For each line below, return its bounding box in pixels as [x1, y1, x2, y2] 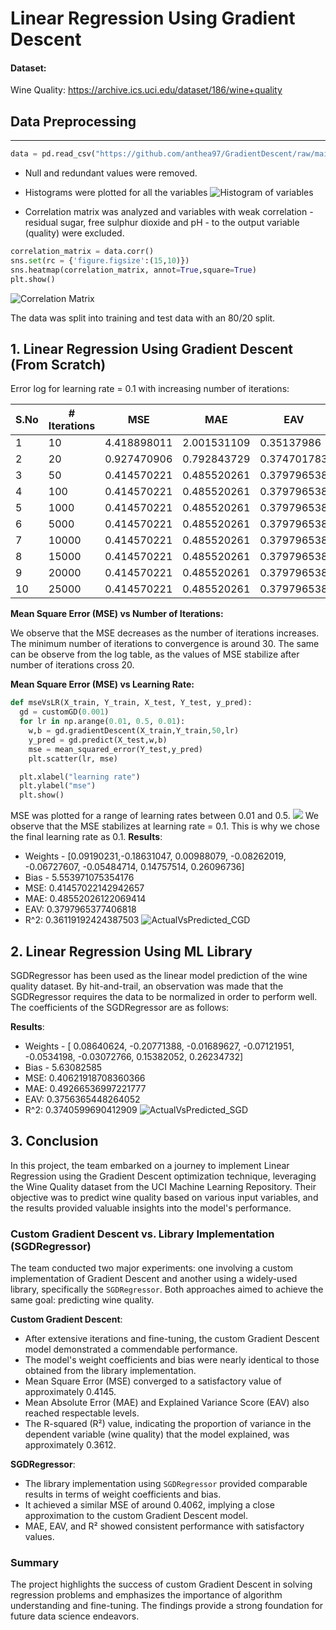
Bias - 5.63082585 [24, 1061, 103, 1073]
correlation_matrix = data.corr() [10, 247, 155, 257]
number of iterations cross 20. [10, 659, 135, 671]
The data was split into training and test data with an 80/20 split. [10, 312, 276, 324]
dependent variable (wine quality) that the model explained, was [24, 1428, 290, 1441]
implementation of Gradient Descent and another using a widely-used [10, 1273, 298, 1285]
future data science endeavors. [10, 1610, 140, 1622]
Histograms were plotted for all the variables [24, 187, 208, 199]
